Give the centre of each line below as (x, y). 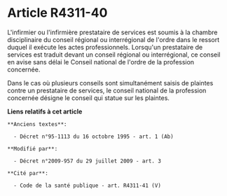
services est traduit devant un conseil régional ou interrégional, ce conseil (114, 55)
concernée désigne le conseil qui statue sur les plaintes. (89, 98)
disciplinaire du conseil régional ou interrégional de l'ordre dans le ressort (113, 39)
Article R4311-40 (57, 13)
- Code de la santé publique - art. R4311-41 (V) (87, 185)
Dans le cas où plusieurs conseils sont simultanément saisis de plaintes (110, 83)
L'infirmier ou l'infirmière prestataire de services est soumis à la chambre (112, 32)
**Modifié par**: (33, 148)
